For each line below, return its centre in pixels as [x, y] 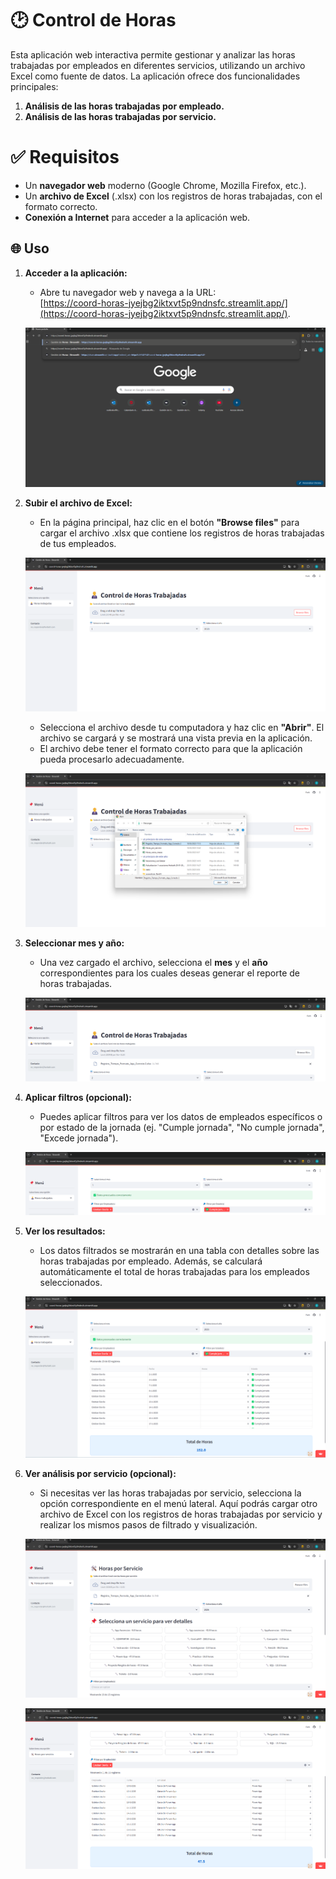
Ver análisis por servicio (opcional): [100, 1473]
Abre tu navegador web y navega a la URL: [128, 292]
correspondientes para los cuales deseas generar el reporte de [169, 973]
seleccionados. [71, 1282]
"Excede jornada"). [79, 1138]
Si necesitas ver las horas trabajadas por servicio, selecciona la [170, 1493]
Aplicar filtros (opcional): [78, 1098]
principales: [34, 86]
